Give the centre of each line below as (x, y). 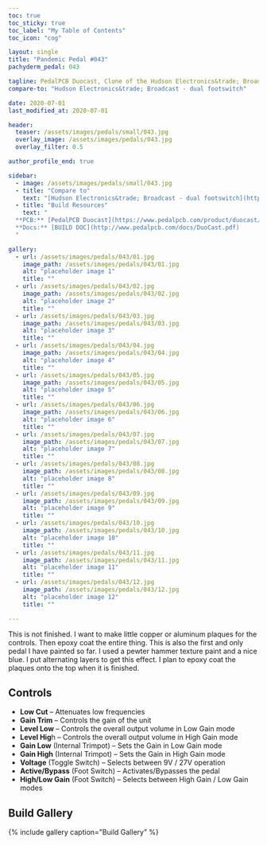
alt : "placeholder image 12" (71, 597)
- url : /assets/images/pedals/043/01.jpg (85, 257)
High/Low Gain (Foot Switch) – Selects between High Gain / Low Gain (134, 780)
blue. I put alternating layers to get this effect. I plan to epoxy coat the (122, 659)
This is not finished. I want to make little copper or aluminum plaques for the (133, 634)
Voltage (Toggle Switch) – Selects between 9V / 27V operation (122, 763)
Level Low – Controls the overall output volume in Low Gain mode (127, 729)
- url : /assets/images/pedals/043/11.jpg (85, 553)
